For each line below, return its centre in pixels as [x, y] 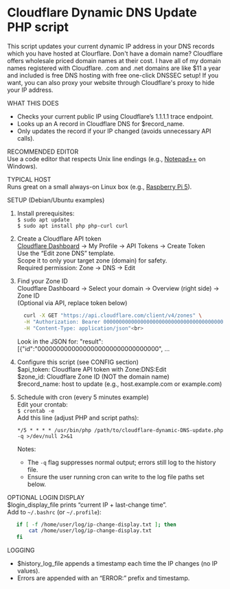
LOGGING [21, 551]
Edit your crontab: [42, 404]
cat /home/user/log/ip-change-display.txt [90, 531]
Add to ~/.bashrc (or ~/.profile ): [54, 512]
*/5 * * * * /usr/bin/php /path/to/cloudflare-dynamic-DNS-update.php [120, 430]
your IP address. [30, 90]
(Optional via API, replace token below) [72, 302]
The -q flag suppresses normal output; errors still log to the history [122, 462]
